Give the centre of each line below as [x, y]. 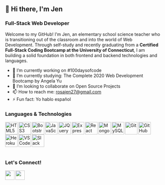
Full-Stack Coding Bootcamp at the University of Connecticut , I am [75, 50]
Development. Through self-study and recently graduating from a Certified [82, 45]
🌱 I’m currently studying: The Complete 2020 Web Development [78, 76]
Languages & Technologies [38, 114]
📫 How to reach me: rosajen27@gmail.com [57, 92]
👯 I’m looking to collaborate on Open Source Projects [66, 86]
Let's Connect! [23, 162]
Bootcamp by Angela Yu [37, 81]
